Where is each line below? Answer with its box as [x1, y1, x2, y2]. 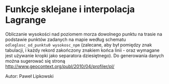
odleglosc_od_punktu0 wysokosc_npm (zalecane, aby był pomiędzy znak [5, 41, 152, 48]
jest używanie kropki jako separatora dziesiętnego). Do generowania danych [5, 52, 164, 59]
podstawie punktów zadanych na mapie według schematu [5, 36, 126, 43]
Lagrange [5, 14, 46, 26]
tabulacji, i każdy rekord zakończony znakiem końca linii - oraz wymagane [5, 47, 160, 53]
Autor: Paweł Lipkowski [5, 73, 54, 79]
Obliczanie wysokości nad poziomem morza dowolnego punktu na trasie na [5, 31, 162, 37]
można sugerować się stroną [5, 58, 66, 64]
